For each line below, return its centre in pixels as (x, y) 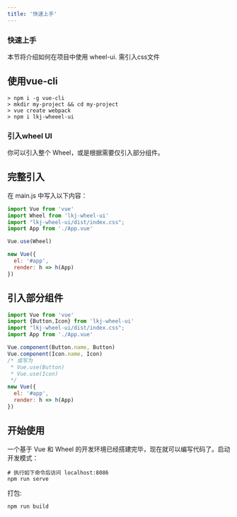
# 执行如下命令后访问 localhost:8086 (58, 472)
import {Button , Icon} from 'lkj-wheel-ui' (71, 321)
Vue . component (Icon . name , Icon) (55, 354)
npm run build (28, 506)
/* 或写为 (20, 360)
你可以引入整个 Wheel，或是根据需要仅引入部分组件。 (86, 152)
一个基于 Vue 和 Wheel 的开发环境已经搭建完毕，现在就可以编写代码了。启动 (119, 449)
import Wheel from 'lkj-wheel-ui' (58, 216)
